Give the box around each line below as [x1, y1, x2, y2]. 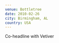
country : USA [5, 20, 31, 25]
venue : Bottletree [5, 7, 42, 12]
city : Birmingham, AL [5, 16, 48, 21]
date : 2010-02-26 [5, 11, 40, 16]
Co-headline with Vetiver [5, 33, 54, 39]
